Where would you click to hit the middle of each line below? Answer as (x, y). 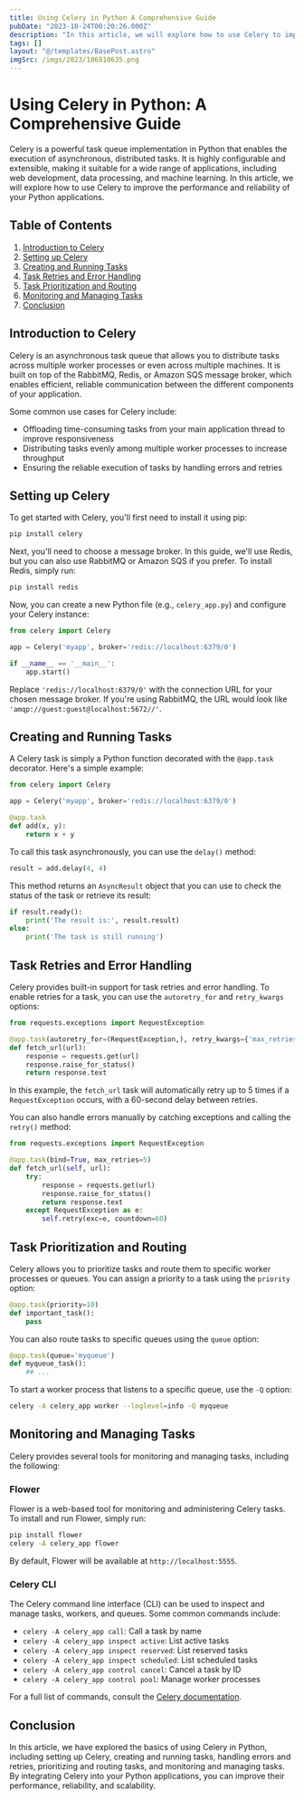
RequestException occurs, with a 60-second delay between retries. (133, 1100)
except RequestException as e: (85, 1211)
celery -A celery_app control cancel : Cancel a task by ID (132, 1670)
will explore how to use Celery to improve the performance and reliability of (150, 187)
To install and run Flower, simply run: (78, 1518)
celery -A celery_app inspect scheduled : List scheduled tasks (140, 1660)
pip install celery (46, 534)
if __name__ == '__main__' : (62, 663)
